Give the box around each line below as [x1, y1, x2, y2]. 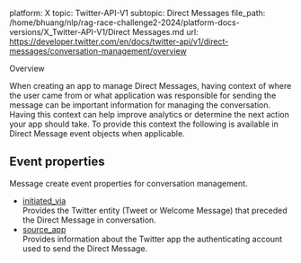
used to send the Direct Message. [22, 242, 148, 254]
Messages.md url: [131, 27, 199, 37]
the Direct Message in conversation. [22, 215, 157, 225]
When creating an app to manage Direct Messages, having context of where [9, 81, 292, 91]
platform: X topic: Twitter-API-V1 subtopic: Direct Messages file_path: [9, 8, 266, 18]
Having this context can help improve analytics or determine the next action [9, 110, 289, 119]
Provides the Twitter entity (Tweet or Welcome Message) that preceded [22, 205, 288, 215]
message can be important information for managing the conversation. [9, 100, 271, 110]
